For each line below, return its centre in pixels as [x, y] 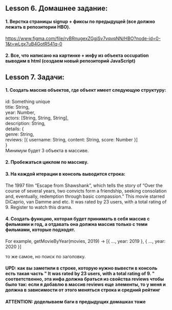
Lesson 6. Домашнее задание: [57, 8]
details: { [15, 129]
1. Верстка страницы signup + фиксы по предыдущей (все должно [80, 21]
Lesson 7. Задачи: [35, 77]
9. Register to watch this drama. [39, 207]
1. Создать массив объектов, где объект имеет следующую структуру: [86, 90]
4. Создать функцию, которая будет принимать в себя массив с [78, 219]
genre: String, [20, 134]
